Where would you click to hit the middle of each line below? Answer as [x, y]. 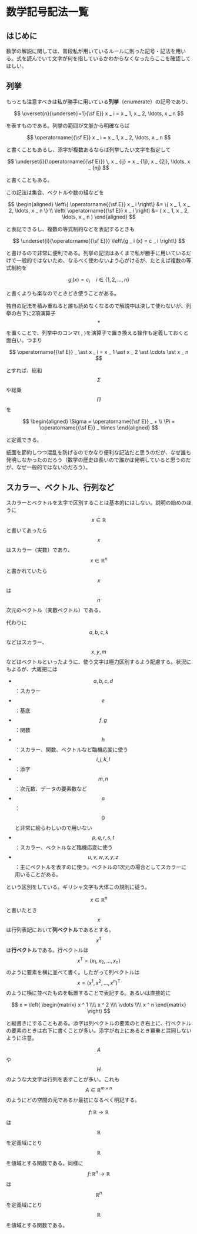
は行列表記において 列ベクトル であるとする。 [60, 929]
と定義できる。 [24, 439]
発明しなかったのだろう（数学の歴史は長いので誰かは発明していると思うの [96, 460]
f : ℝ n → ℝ [99, 1173]
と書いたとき [21, 910]
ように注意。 [21, 1038]
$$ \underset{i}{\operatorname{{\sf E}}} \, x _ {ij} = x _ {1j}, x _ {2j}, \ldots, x [99, 161]
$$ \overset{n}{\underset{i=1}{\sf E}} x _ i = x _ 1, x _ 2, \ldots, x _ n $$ [99, 113]
